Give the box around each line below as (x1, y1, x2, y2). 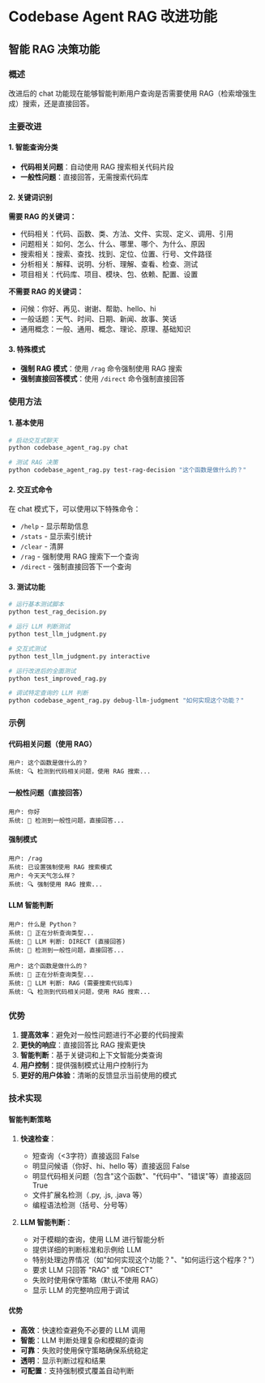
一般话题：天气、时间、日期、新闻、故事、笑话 (19, 314, 177, 324)
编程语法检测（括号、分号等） (32, 1201, 132, 1210)
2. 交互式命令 (8, 484, 53, 495)
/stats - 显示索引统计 (19, 532, 93, 542)
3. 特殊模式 (8, 344, 46, 353)
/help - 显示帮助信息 (19, 521, 89, 531)
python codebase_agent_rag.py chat (8, 443, 129, 452)
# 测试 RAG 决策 (8, 459, 58, 467)
